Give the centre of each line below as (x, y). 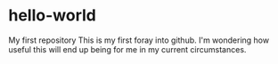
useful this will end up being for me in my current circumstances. (127, 49)
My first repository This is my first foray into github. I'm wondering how (139, 40)
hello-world (53, 16)
